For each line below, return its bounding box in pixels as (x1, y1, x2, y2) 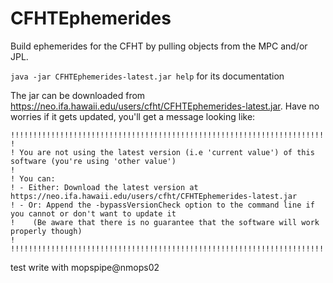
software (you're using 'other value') (10, 156, 177, 166)
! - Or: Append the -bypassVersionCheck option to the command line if (10, 200, 315, 210)
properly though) (10, 226, 83, 236)
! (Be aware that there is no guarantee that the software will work (10, 217, 320, 227)
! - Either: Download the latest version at (10, 182, 199, 192)
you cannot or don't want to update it (10, 208, 177, 219)
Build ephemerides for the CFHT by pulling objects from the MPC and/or (10, 40, 308, 52)
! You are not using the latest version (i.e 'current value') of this (10, 147, 315, 157)
